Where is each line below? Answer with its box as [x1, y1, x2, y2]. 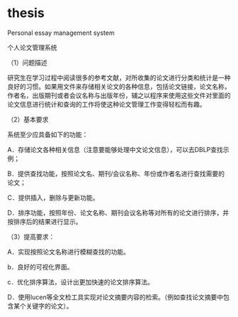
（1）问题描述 [7, 58, 47, 67]
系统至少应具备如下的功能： [7, 130, 89, 139]
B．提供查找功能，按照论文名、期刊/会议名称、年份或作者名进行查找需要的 [7, 169, 225, 178]
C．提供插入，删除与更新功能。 [7, 193, 99, 202]
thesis [7, 5, 45, 21]
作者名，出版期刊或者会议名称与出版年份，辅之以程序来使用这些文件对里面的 [7, 91, 231, 100]
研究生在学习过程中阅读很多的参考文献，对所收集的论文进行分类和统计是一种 [7, 73, 231, 82]
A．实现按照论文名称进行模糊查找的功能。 [7, 247, 130, 256]
